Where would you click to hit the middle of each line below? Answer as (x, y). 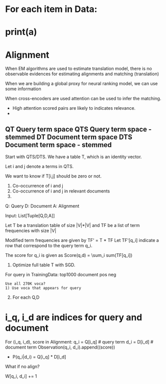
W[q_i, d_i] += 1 (21, 376)
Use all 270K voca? (25, 284)
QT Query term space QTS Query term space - (79, 129)
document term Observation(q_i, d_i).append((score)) (60, 347)
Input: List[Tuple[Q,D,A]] (30, 216)
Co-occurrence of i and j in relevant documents (61, 191)
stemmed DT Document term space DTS (69, 137)
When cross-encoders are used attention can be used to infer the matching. (83, 99)
